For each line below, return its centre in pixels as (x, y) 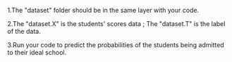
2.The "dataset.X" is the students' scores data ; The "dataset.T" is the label (116, 24)
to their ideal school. (37, 52)
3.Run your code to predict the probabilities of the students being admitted (116, 45)
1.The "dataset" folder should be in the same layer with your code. (103, 10)
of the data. (24, 31)
